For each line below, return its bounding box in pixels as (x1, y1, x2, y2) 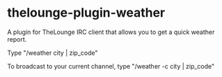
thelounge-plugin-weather (7, 5, 166, 21)
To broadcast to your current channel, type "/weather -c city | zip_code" (7, 62, 215, 70)
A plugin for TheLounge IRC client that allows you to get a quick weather (7, 28, 215, 36)
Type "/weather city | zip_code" (7, 49, 99, 57)
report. (7, 35, 27, 43)
